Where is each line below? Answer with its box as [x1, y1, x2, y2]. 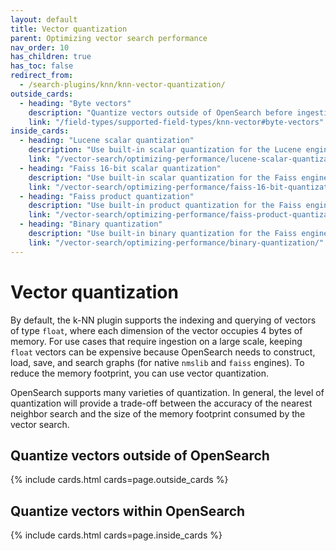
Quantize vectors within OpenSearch [10, 502, 246, 520]
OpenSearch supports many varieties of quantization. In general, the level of [10, 386, 325, 398]
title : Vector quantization [10, 24, 128, 34]
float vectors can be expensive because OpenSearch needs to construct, [10, 346, 316, 358]
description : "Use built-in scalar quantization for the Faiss [28, 172, 298, 183]
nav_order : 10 [10, 42, 70, 53]
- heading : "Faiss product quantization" [19, 191, 195, 201]
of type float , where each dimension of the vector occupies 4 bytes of [10, 324, 303, 336]
